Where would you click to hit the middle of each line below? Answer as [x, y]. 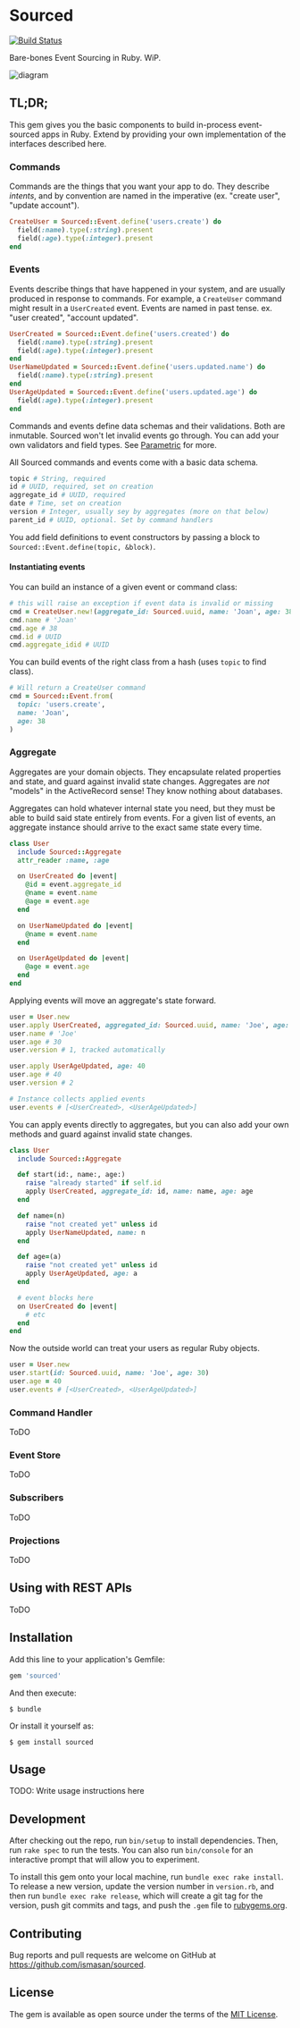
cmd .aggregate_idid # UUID [59, 645]
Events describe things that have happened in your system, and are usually [147, 289]
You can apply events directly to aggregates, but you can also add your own [149, 1124]
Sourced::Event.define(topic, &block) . [83, 546]
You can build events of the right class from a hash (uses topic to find [138, 662]
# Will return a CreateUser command [77, 688]
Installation [41, 1638]
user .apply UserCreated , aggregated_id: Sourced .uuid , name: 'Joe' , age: [150, 1025]
